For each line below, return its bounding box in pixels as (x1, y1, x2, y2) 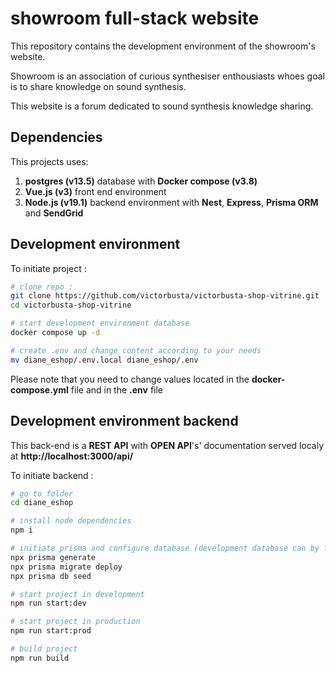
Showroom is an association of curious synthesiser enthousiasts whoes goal (10, 70, 325, 82)
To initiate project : (10, 262, 87, 274)
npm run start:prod (10, 626, 92, 636)
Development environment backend (10, 413, 239, 430)
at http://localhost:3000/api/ (10, 450, 134, 462)
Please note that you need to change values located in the (10, 373, 250, 385)
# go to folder (10, 488, 74, 499)
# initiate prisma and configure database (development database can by (10, 543, 320, 553)
